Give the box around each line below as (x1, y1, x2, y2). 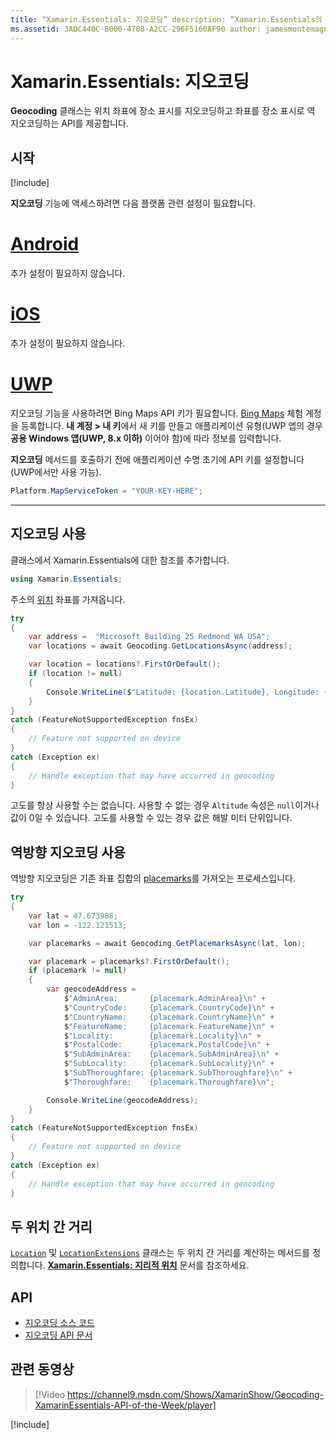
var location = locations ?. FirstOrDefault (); (28, 659, 222, 670)
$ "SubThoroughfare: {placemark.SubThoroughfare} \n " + (63, 1068, 293, 1078)
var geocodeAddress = (46, 984, 137, 995)
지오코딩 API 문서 (24, 1329, 93, 1341)
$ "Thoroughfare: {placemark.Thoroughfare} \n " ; (63, 1077, 275, 1087)
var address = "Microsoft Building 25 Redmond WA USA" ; (28, 632, 271, 642)
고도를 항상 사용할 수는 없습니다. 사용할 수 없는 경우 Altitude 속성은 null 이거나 (10, 799, 320, 811)
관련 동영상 (10, 1361, 75, 1378)
